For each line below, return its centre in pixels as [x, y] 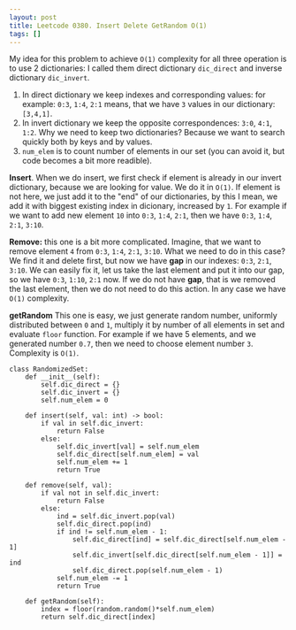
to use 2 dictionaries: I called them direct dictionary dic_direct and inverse [146, 68]
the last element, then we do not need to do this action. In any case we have [148, 289]
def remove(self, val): [69, 486]
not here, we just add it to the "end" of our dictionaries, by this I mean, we [144, 196]
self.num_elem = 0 [75, 400]
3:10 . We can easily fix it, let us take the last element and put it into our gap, [147, 270]
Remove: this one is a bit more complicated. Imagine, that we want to [135, 242]
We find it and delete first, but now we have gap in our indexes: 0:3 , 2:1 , [140, 261]
